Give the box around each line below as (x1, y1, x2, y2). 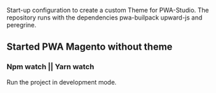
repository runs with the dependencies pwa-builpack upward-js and (6, 13, 203, 22)
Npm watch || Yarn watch (6, 62, 95, 72)
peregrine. (6, 21, 36, 29)
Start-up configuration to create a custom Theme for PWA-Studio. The (6, 6, 209, 14)
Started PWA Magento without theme (6, 41, 173, 53)
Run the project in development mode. (6, 78, 117, 86)
